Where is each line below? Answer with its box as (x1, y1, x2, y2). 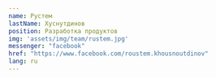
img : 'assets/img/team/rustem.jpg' (8, 34, 129, 43)
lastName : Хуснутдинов (8, 19, 85, 28)
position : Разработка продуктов (8, 27, 118, 35)
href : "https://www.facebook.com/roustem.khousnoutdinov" (8, 50, 209, 58)
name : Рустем (8, 11, 53, 20)
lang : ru (8, 58, 38, 66)
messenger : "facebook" (8, 42, 85, 50)
